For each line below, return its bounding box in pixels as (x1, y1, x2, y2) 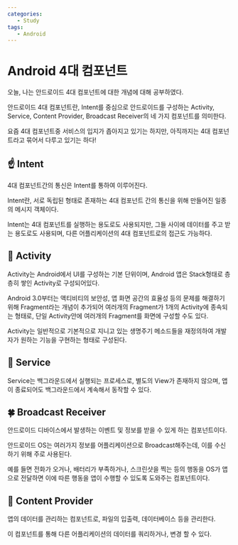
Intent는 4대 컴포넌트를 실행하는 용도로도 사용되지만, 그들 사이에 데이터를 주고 (7, 220, 224, 228)
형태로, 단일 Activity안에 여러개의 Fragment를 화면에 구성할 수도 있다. (14, 311, 209, 320)
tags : (7, 23, 23, 31)
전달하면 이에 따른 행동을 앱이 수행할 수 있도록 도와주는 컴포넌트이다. (20, 474, 210, 482)
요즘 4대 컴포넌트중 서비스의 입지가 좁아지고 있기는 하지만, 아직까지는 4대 (7, 127, 211, 136)
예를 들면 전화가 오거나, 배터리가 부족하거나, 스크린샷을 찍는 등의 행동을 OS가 (7, 465, 221, 473)
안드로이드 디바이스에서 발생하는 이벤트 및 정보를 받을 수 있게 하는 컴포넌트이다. (7, 426, 227, 434)
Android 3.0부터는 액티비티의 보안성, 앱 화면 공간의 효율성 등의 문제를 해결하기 (7, 293, 225, 302)
